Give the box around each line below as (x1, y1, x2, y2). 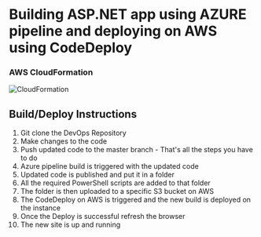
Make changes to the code (20, 137, 108, 146)
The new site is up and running (20, 220, 121, 229)
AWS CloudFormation (9, 67, 94, 78)
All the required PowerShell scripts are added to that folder (20, 178, 211, 188)
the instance (20, 203, 61, 213)
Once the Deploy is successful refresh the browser (20, 212, 186, 221)
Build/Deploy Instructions (9, 108, 137, 121)
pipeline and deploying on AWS (9, 22, 218, 40)
